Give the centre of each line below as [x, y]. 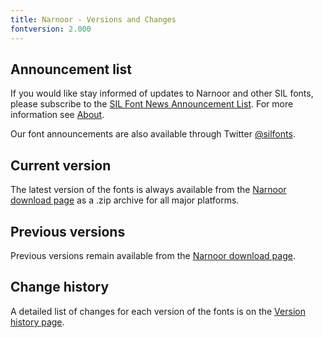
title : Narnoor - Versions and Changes [93, 19]
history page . [37, 322]
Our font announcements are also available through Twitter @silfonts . [153, 134]
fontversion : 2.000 [51, 29]
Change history [60, 287]
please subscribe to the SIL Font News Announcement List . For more [152, 104]
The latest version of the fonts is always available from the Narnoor [148, 190]
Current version [61, 165]
